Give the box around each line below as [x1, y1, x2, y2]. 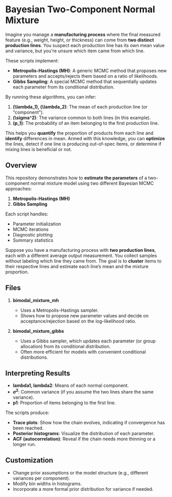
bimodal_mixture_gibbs [12, 328, 64, 334]
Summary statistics [12, 237, 54, 243]
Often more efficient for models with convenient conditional [20, 349, 146, 355]
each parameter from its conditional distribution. [12, 83, 115, 90]
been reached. [12, 425, 44, 431]
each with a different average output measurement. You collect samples [5, 252, 157, 258]
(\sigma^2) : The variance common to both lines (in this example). [12, 114, 151, 121]
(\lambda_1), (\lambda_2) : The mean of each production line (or [12, 103, 148, 110]
